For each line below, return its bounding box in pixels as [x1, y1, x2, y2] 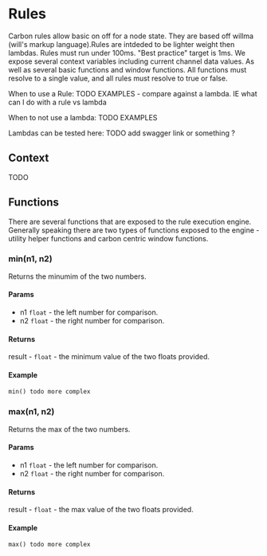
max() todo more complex [8, 541, 91, 549]
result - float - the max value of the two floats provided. [8, 505, 194, 515]
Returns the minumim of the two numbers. [8, 272, 147, 281]
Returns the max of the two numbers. [8, 424, 131, 434]
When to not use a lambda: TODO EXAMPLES [8, 112, 158, 122]
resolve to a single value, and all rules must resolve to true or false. [8, 73, 228, 83]
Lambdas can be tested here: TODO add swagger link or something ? [8, 128, 235, 138]
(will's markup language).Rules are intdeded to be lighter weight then [8, 39, 235, 49]
